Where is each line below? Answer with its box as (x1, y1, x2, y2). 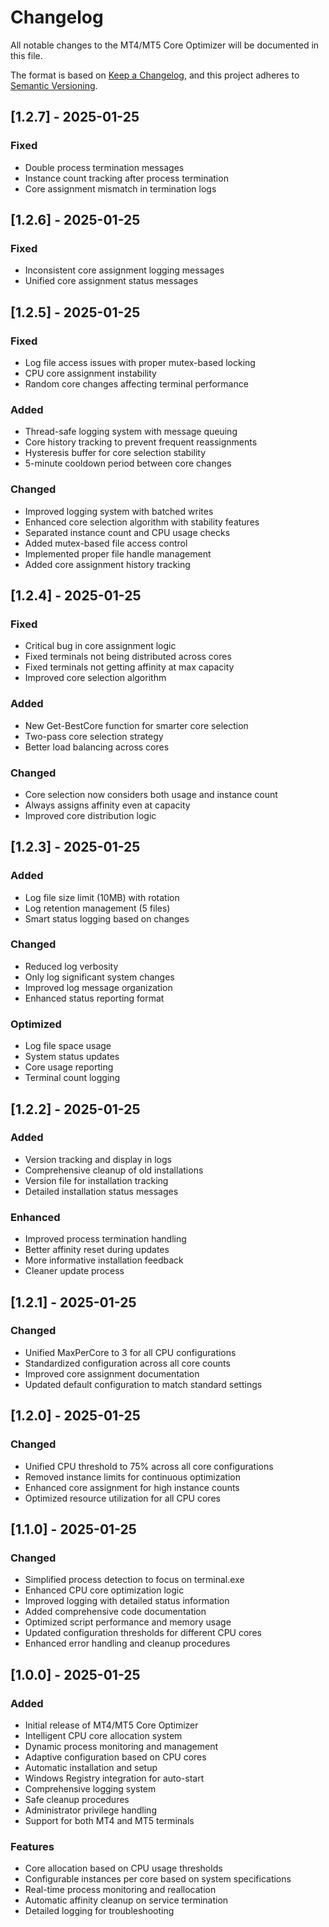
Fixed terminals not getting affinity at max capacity (24, 661, 235, 673)
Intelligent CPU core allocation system (24, 1729, 183, 1741)
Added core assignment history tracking (24, 558, 191, 570)
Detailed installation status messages (24, 1185, 179, 1197)
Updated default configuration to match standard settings (24, 1378, 263, 1390)
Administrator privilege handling (24, 1804, 157, 1816)
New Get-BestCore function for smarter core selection (24, 719, 249, 731)
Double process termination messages (24, 161, 185, 173)
